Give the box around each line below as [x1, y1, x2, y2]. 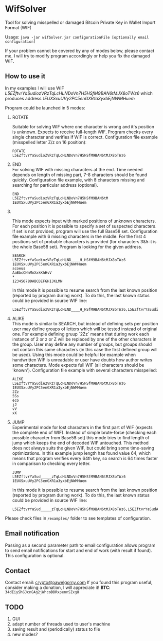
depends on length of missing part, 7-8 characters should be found [12, 172, 147, 178]
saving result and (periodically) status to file [12, 626, 101, 632]
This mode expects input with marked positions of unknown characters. [12, 218, 156, 224]
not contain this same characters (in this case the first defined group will [12, 346, 158, 352]
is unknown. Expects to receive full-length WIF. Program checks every [12, 129, 153, 135]
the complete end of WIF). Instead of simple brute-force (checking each [12, 429, 157, 435]
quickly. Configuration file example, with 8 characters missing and [12, 177, 145, 183]
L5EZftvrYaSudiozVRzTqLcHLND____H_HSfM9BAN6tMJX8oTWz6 [12, 257, 126, 262]
